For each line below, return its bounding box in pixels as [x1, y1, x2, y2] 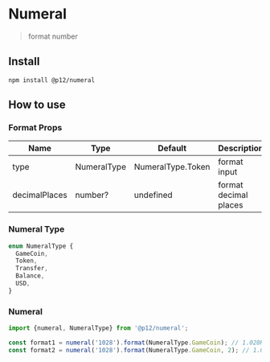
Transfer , [15, 265, 48, 273]
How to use [8, 98, 66, 112]
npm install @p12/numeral [8, 76, 95, 84]
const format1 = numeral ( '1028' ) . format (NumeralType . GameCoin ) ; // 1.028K [8, 339, 264, 347]
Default [157, 142, 187, 154]
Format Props [8, 122, 63, 134]
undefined [133, 190, 173, 201]
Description [218, 142, 264, 154]
